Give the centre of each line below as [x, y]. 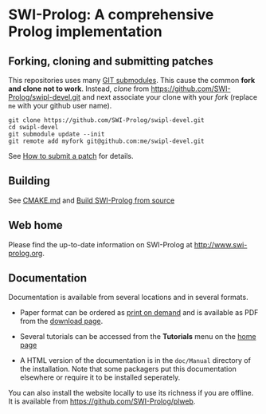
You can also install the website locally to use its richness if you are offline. [131, 393]
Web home [36, 225]
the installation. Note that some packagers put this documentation [128, 369]
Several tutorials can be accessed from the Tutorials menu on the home [138, 337]
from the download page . [61, 321]
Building [29, 181]
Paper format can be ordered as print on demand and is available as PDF [139, 313]
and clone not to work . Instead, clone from [79, 89]
